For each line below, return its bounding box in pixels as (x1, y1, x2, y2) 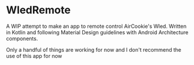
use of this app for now (6, 52, 63, 59)
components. (6, 35, 38, 42)
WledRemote (6, 3, 71, 17)
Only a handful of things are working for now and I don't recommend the (6, 46, 182, 53)
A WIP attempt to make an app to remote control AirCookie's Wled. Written (6, 23, 187, 30)
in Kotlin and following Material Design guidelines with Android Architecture (6, 28, 189, 35)
